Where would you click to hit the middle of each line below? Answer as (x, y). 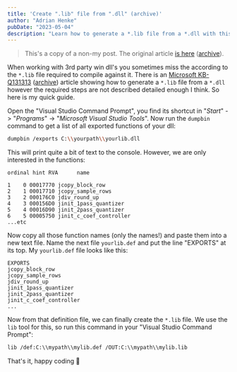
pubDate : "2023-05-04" (41, 27)
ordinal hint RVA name (49, 173)
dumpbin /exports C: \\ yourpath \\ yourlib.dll (74, 139)
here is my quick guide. (41, 97)
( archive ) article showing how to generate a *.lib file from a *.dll (129, 83)
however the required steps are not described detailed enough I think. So (114, 90)
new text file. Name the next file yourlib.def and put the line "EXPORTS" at (117, 243)
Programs (30, 119)
